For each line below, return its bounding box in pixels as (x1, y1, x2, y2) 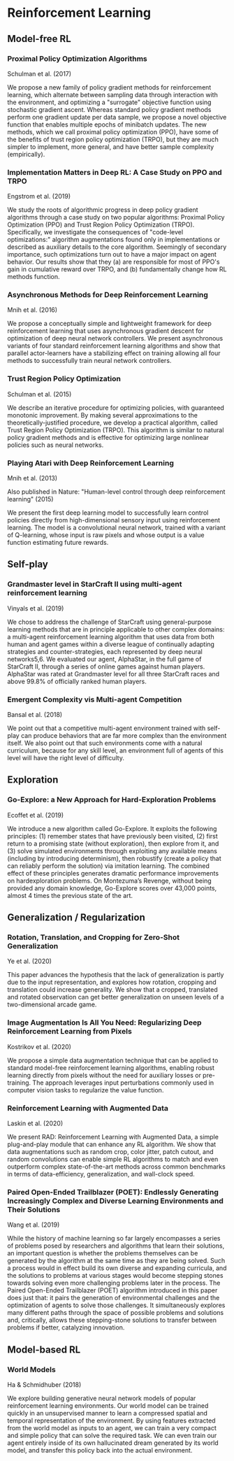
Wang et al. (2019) (7, 1220, 60, 1229)
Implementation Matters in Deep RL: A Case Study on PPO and (7, 167, 222, 177)
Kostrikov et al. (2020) (7, 1042, 72, 1050)
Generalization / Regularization (7, 911, 145, 924)
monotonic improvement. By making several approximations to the (7, 411, 198, 419)
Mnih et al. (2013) (7, 474, 58, 483)
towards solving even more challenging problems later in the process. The (7, 1278, 221, 1288)
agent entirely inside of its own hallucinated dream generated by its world (7, 1439, 219, 1447)
